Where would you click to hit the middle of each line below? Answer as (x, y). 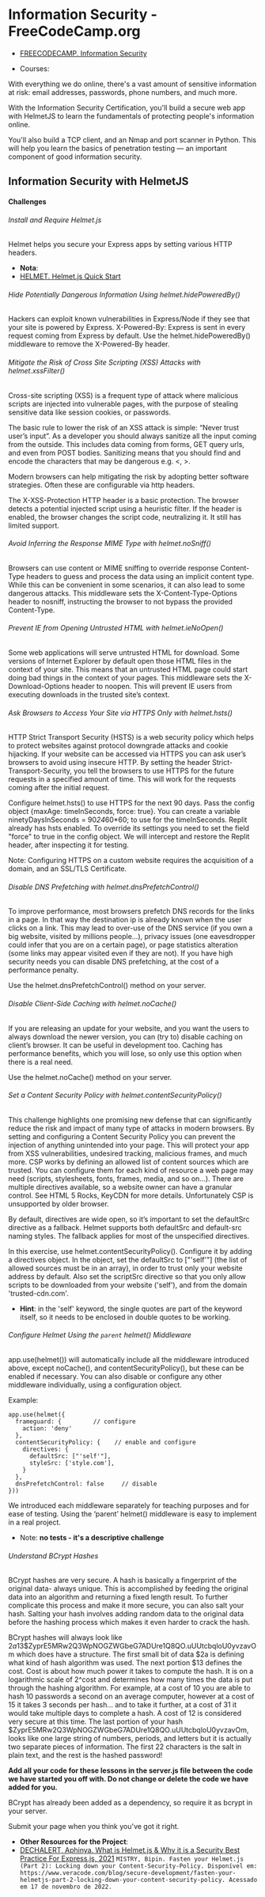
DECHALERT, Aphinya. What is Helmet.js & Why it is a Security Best (130, 1850)
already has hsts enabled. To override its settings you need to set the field (129, 828)
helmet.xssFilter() (37, 370)
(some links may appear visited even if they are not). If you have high (121, 953)
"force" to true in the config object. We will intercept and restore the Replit (129, 837)
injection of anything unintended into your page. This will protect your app (129, 1145)
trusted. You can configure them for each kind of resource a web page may (131, 1170)
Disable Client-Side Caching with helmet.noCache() (93, 1003)
